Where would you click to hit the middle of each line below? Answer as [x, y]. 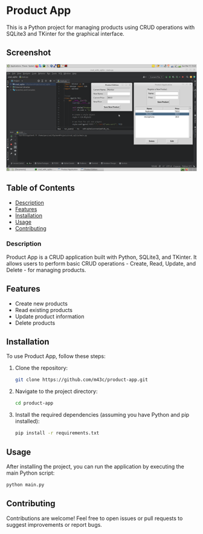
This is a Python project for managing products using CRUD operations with [101, 27]
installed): [27, 422]
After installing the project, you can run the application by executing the [95, 466]
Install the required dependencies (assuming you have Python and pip [102, 415]
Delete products [35, 323]
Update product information [50, 316]
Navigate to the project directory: [56, 391]
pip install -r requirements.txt [57, 433]
